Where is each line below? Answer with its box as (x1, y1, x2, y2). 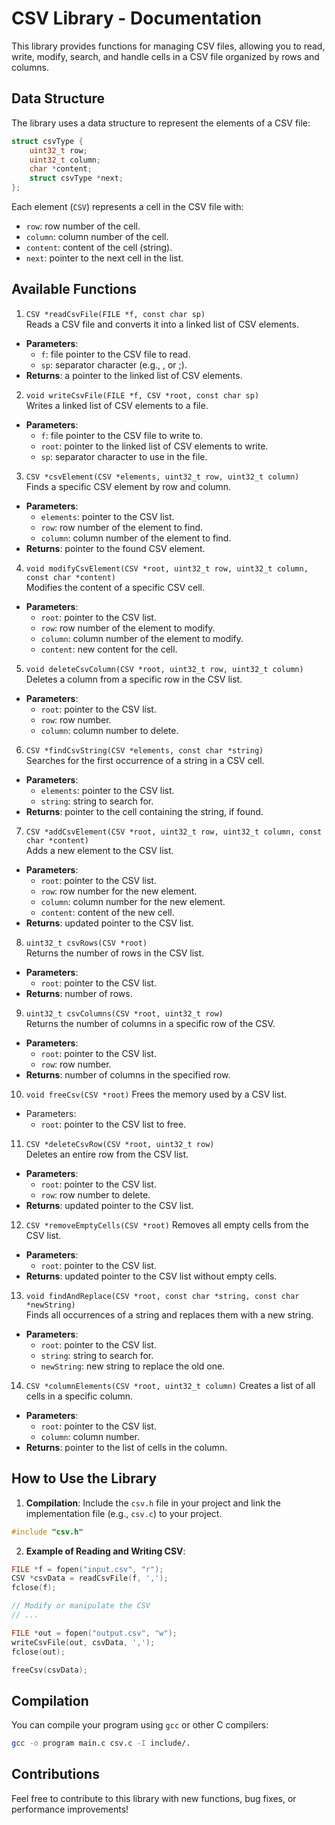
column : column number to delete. (40, 724, 179, 736)
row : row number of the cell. (25, 220, 141, 232)
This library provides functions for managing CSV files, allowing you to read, (11, 40, 326, 52)
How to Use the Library (11, 1470, 158, 1487)
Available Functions (11, 281, 138, 298)
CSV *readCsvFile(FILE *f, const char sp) (25, 309, 206, 319)
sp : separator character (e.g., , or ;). (40, 358, 188, 371)
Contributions (11, 1766, 100, 1783)
